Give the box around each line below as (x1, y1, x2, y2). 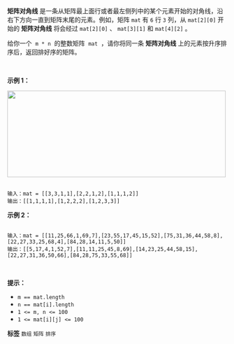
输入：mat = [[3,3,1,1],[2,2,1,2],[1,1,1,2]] (7, 190, 139, 197)
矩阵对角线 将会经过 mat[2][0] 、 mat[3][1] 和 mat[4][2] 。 (20, 24, 191, 32)
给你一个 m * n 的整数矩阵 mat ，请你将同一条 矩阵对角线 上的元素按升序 (7, 39, 221, 48)
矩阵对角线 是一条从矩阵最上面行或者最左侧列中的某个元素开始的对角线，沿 (7, 7, 224, 15)
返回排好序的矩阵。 (25, 48, 81, 56)
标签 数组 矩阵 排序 (7, 329, 57, 338)
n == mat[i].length (17, 301, 75, 308)
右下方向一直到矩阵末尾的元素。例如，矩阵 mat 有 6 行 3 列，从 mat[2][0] (7, 15, 217, 24)
